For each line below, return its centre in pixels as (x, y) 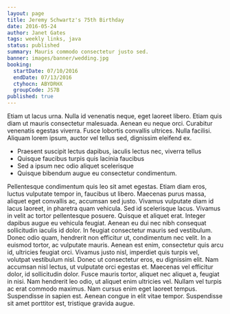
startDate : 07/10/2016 (46, 71)
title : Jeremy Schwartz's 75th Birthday (66, 20)
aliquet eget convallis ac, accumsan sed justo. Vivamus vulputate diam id (111, 201)
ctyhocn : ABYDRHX (38, 84)
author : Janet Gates (37, 33)
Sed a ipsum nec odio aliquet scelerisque (75, 166)
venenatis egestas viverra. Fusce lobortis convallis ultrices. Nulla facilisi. (110, 131)
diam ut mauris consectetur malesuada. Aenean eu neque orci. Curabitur (110, 123)
